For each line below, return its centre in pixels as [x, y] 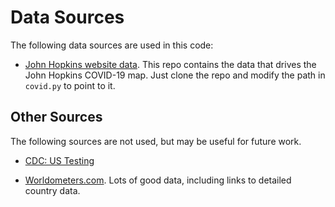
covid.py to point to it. [70, 85]
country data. [52, 190]
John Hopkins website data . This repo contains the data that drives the [170, 64]
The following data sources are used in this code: [112, 45]
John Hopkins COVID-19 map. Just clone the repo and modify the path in [175, 75]
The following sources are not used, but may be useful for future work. [156, 141]
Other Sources [56, 117]
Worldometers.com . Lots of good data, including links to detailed [158, 180]
